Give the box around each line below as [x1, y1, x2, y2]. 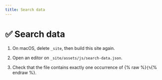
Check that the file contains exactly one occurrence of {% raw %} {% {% [12, 64, 157, 70]
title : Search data [5, 7, 45, 12]
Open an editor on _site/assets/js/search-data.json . [12, 55, 122, 61]
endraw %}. [12, 70, 37, 76]
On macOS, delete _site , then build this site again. [12, 45, 115, 51]
